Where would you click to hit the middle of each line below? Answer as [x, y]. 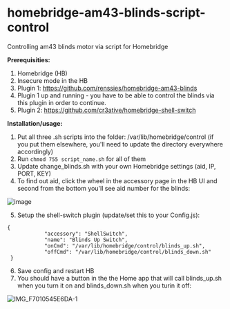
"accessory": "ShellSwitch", [86, 234]
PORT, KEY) [34, 174]
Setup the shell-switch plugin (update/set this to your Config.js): [108, 215]
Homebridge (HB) [42, 73]
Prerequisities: [29, 59]
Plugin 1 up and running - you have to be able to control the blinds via [116, 95]
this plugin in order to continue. [61, 102]
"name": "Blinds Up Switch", [86, 240]
